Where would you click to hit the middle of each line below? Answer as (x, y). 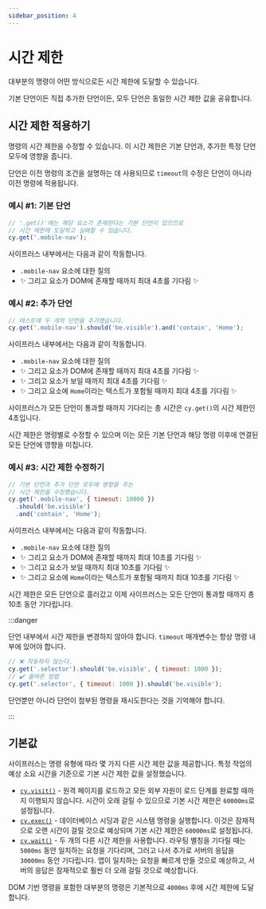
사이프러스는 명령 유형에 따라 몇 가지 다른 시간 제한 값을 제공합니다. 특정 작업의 (130, 764)
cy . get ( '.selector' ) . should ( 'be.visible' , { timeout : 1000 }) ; (115, 669)
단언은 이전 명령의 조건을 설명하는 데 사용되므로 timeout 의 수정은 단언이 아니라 (130, 173)
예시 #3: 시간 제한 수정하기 (57, 467)
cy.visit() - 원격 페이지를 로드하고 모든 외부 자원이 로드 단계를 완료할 (129, 791)
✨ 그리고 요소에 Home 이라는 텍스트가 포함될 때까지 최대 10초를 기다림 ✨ (130, 577)
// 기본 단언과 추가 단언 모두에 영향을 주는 (71, 484)
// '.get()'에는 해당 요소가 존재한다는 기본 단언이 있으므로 (96, 223)
